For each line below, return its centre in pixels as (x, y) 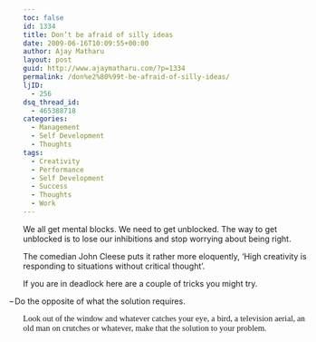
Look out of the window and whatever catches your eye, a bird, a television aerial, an (164, 318)
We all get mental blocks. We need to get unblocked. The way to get (150, 229)
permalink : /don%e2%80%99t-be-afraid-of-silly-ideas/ (127, 77)
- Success (49, 187)
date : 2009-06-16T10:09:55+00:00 (86, 43)
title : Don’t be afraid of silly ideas (98, 34)
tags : (33, 152)
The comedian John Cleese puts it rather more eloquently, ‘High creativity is (165, 256)
